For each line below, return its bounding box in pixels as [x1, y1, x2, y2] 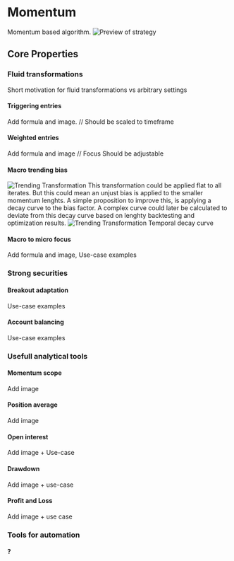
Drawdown [7, 464, 40, 473]
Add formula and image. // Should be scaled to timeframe [7, 117, 174, 126]
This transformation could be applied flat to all [87, 181, 222, 190]
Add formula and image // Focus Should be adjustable [7, 149, 164, 158]
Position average [7, 400, 58, 409]
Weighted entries [7, 134, 59, 142]
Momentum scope [7, 369, 62, 377]
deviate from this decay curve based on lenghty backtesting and [7, 212, 195, 220]
